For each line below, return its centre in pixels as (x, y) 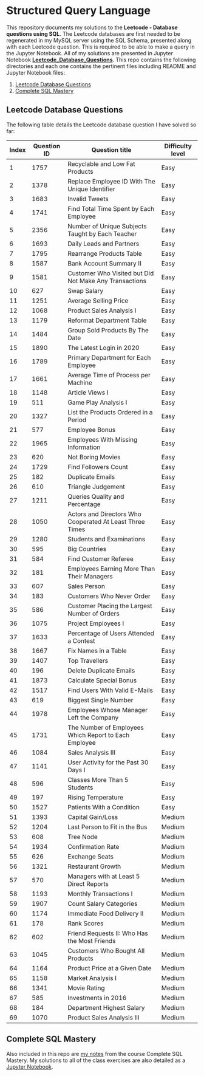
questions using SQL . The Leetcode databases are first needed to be (93, 33)
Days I (76, 770)
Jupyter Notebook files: (36, 72)
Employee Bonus (92, 430)
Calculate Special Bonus (102, 680)
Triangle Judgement (97, 487)
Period (77, 420)
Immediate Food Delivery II (106, 913)
